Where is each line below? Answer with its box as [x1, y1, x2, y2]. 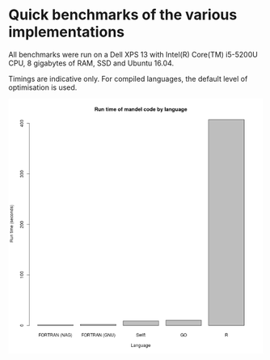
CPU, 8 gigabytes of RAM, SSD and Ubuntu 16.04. [8, 58, 175, 68]
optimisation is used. [8, 83, 78, 92]
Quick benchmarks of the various [8, 6, 238, 24]
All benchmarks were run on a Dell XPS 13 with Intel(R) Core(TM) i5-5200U [8, 49, 259, 59]
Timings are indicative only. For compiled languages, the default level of [8, 74, 248, 83]
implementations [8, 23, 125, 41]
